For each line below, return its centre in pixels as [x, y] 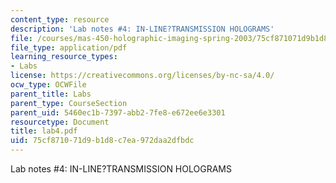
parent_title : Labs [51, 94]
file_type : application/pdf [69, 47]
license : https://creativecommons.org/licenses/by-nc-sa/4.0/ [142, 76]
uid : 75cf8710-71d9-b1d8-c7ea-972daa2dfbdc [102, 141]
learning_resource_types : [64, 57]
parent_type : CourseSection [69, 103]
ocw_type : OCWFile [48, 85]
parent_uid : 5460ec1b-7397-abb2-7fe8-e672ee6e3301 [118, 112]
